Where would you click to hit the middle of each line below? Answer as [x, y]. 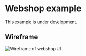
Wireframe [21, 37]
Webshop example [43, 8]
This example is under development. [41, 22]
